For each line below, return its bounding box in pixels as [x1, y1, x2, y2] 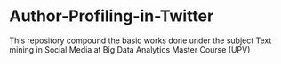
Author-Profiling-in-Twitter [9, 6, 214, 26]
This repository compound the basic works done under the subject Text [9, 35, 272, 46]
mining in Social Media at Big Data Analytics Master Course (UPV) [9, 44, 251, 54]
